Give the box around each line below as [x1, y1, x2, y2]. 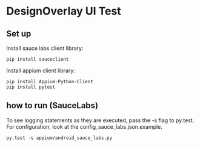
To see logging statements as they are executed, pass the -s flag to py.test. [6, 117, 195, 124]
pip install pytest [6, 84, 56, 90]
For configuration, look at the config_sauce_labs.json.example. [6, 123, 162, 130]
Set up [6, 29, 32, 39]
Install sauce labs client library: [6, 44, 84, 52]
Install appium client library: [6, 67, 76, 74]
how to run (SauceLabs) [6, 100, 99, 111]
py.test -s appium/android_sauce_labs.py [6, 135, 113, 141]
